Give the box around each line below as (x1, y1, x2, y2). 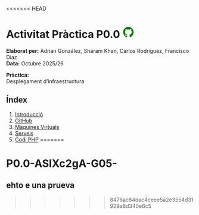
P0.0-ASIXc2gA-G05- (6, 157, 117, 170)
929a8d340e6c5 (110, 202, 152, 210)
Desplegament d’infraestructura (6, 77, 85, 85)
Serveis (14, 129, 34, 137)
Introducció (14, 110, 43, 118)
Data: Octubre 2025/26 (6, 59, 64, 67)
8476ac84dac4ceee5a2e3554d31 (110, 196, 194, 203)
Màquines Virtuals (14, 123, 60, 130)
